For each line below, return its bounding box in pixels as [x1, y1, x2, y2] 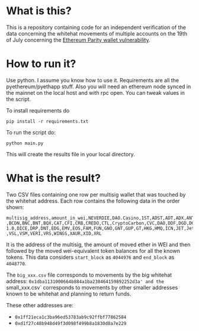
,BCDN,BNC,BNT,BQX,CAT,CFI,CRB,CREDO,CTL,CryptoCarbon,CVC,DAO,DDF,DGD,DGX [6, 220, 197, 226]
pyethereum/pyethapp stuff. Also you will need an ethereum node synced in [6, 83, 191, 90]
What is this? [6, 4, 72, 18]
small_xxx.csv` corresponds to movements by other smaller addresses [6, 284, 178, 291]
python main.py [6, 140, 44, 146]
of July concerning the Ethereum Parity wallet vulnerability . [6, 36, 150, 43]
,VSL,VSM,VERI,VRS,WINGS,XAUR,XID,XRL [6, 230, 102, 236]
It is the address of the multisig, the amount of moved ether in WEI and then [6, 241, 191, 248]
